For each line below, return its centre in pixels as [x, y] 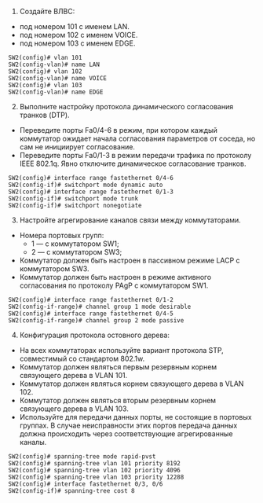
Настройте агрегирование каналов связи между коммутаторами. [130, 220]
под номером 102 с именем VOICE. [79, 35]
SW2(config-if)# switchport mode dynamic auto [86, 185]
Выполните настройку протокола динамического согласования [126, 106]
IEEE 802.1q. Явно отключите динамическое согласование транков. [133, 163]
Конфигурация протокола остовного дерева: [95, 335]
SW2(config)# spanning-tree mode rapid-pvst [82, 457]
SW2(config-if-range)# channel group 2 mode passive [96, 321]
